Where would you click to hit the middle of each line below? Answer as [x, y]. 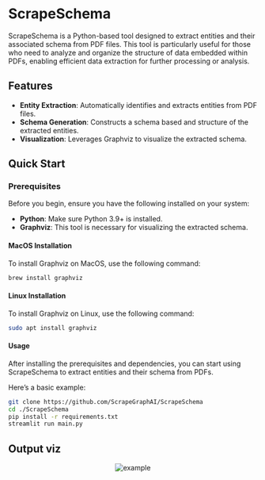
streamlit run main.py [45, 424]
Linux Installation [37, 296]
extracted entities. [49, 130]
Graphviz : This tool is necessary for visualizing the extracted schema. [134, 228]
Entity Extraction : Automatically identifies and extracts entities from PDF [138, 105]
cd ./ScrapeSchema [38, 409]
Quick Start [37, 164]
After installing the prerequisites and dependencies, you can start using [125, 363]
